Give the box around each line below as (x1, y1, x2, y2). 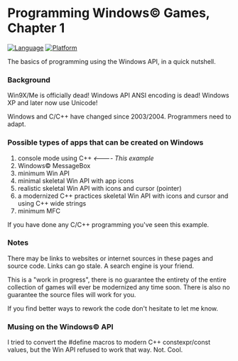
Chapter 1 (7, 20, 65, 36)
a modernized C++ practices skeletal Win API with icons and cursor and (17, 191, 229, 200)
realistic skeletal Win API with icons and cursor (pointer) (17, 184, 183, 192)
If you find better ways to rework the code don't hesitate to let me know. (7, 304, 219, 313)
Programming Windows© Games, (7, 5, 210, 21)
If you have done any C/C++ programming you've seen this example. (7, 220, 210, 228)
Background (7, 74, 51, 84)
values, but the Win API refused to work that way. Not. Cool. (7, 345, 183, 354)
